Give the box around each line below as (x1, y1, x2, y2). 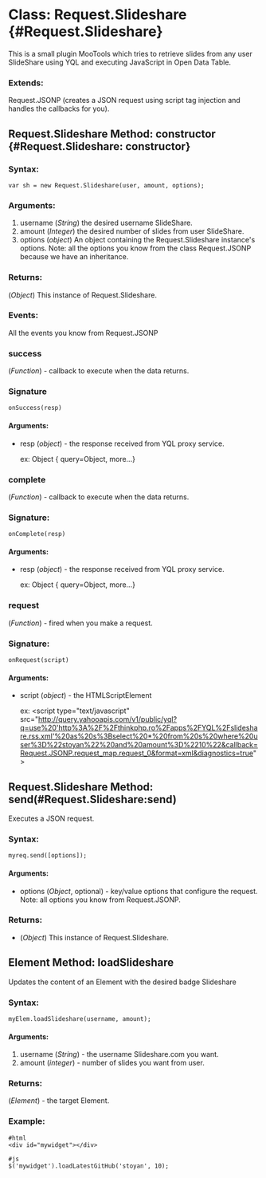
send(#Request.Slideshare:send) (8, 792, 177, 806)
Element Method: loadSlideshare (8, 955, 174, 970)
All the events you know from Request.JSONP (8, 328, 158, 337)
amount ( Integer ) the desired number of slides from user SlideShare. (19, 227, 244, 236)
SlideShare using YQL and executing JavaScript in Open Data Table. (8, 57, 232, 67)
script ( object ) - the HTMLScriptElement (19, 691, 152, 700)
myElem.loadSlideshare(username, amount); (8, 1014, 151, 1022)
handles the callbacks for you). (8, 104, 110, 113)
